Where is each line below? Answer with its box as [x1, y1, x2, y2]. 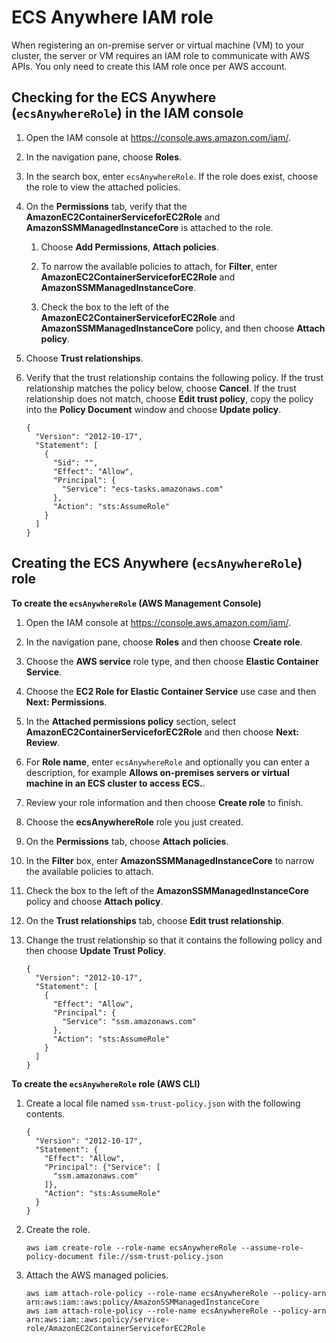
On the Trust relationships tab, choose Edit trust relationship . [25, 914, 284, 926]
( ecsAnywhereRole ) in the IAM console [11, 105, 244, 122]
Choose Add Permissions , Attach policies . [40, 241, 219, 253]
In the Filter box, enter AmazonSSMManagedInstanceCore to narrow [25, 854, 315, 866]
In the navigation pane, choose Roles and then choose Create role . [25, 636, 303, 648]
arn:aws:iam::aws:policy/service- [25, 1314, 170, 1325]
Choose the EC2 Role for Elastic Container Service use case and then [25, 685, 317, 697]
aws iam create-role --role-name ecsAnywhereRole [25, 1242, 238, 1253]
